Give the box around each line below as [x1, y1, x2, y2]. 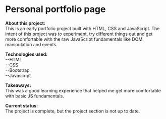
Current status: [5, 102, 38, 108]
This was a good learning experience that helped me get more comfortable [5, 87, 161, 93]
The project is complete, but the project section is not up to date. [5, 108, 140, 114]
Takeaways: [5, 82, 31, 88]
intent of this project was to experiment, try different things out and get [5, 31, 153, 37]
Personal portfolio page [5, 4, 106, 15]
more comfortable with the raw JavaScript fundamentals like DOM [5, 36, 143, 42]
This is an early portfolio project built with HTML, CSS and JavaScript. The [5, 25, 160, 31]
